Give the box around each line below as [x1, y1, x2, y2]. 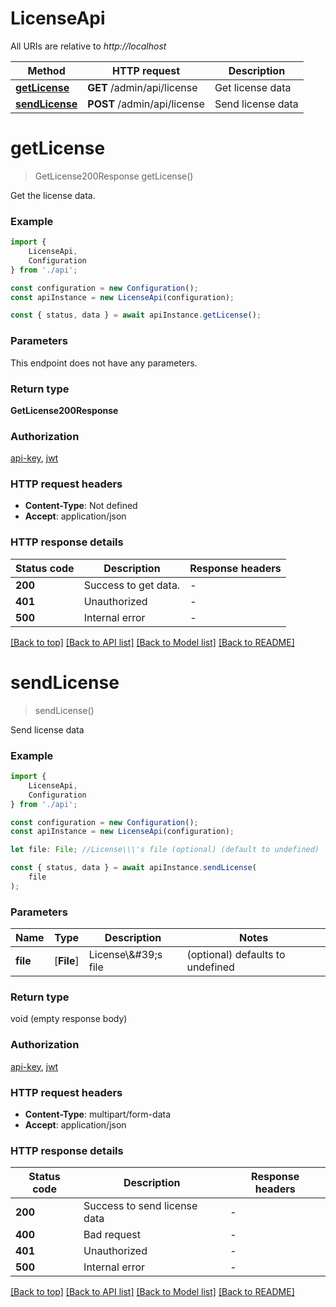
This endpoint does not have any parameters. [10, 357, 198, 369]
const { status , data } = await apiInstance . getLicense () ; [10, 310, 262, 321]
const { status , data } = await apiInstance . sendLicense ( [10, 863, 257, 873]
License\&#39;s [88, 948, 163, 962]
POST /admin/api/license [87, 97, 205, 111]
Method [27, 63, 66, 77]
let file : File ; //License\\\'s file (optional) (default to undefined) [10, 845, 320, 855]
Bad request [83, 1228, 141, 1242]
